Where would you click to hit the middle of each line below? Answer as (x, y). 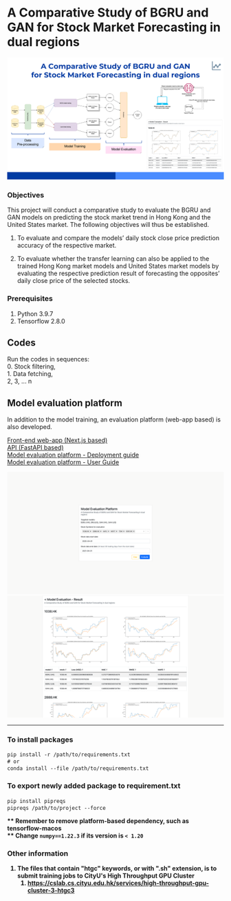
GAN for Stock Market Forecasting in (114, 27)
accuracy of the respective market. (67, 246)
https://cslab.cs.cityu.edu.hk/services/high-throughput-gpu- (118, 883)
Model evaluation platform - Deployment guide (73, 455)
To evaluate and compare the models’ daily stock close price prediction (118, 238)
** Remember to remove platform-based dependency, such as (98, 821)
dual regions (44, 42)
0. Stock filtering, (32, 366)
